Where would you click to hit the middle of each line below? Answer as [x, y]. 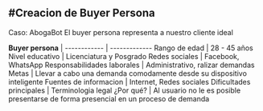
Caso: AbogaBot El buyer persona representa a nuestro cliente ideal [121, 32]
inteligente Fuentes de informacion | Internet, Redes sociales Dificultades [129, 81]
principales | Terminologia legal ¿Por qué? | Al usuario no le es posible [125, 90]
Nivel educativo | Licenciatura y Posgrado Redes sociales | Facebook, [124, 56]
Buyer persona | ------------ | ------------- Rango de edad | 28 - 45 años [131, 48]
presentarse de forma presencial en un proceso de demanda [109, 98]
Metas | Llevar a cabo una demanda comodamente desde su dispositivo [128, 73]
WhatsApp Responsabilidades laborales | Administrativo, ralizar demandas [131, 65]
